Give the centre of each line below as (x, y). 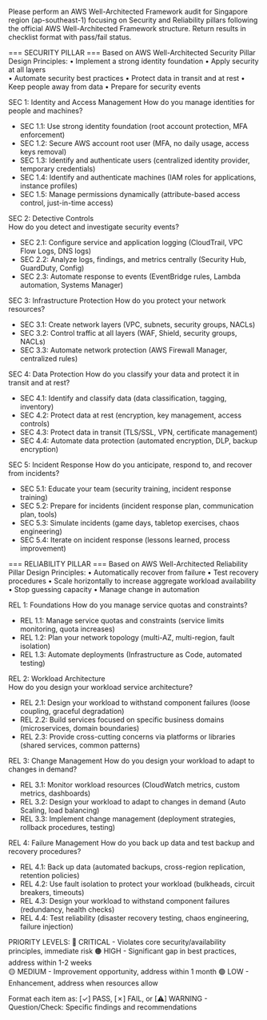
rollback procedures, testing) (68, 827)
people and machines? (46, 111)
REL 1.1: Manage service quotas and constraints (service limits (122, 621)
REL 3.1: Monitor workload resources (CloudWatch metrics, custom (130, 785)
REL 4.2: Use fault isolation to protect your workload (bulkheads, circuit (137, 884)
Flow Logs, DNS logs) (56, 251)
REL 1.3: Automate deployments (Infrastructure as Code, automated (131, 655)
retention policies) (50, 875)
